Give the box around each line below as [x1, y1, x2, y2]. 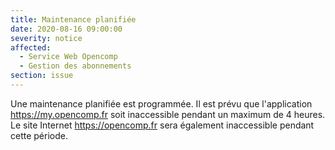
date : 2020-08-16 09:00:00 [10, 24, 123, 34]
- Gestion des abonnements [19, 61, 132, 71]
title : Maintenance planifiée [10, 14, 137, 25]
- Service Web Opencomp [19, 52, 118, 62]
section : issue [10, 71, 74, 81]
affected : [10, 42, 52, 53]
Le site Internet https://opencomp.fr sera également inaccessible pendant [10, 119, 315, 131]
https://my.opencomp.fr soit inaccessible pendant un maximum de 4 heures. [10, 108, 326, 120]
